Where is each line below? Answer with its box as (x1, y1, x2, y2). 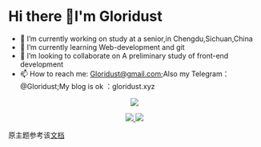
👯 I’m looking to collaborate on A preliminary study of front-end (19, 51, 229, 60)
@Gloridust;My (19, 81, 70, 91)
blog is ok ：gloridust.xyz (70, 81, 155, 91)
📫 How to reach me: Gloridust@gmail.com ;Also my (19, 68, 190, 79)
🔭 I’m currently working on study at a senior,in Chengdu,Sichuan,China (19, 34, 254, 43)
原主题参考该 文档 (8, 130, 65, 140)
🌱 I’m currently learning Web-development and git (19, 42, 186, 51)
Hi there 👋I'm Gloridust (8, 7, 163, 26)
